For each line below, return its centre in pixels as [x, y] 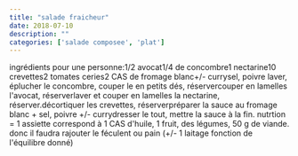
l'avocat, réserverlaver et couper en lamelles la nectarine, [115, 96]
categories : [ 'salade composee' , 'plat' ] [87, 42]
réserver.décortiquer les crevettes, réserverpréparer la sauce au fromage [143, 105]
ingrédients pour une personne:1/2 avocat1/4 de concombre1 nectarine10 [143, 67]
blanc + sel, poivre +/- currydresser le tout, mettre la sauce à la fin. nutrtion [148, 114]
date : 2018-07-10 [41, 26]
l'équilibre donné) [41, 143]
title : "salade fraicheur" [59, 17]
